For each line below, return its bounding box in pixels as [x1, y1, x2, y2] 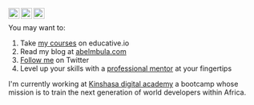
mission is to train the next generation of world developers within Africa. [8, 87, 247, 97]
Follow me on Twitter [19, 56, 90, 64]
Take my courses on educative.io [19, 38, 130, 48]
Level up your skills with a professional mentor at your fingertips [19, 64, 232, 73]
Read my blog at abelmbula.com [19, 47, 127, 56]
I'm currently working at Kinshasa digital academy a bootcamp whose [8, 80, 239, 88]
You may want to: [8, 23, 66, 32]
